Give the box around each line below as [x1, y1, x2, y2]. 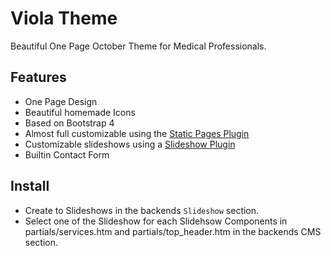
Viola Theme [10, 7, 118, 30]
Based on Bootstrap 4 [24, 117, 115, 129]
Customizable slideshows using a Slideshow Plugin [24, 138, 236, 150]
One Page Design [24, 95, 98, 107]
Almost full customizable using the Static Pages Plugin [24, 127, 250, 139]
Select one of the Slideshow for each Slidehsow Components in [24, 215, 288, 227]
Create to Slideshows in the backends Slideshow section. [24, 204, 260, 216]
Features [10, 69, 67, 86]
